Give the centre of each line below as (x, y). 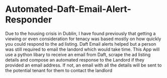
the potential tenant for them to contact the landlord (59, 70)
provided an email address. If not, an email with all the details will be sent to (83, 65)
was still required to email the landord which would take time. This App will (82, 49)
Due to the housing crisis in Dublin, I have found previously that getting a (80, 33)
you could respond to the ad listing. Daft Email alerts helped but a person (81, 44)
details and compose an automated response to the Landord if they (75, 60)
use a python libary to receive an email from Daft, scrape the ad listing (78, 54)
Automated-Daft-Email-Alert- (68, 9)
